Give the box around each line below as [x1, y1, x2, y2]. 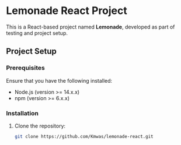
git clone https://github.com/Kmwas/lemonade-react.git [14, 133, 154, 139]
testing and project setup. [6, 29, 68, 36]
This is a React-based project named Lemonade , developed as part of [6, 23, 175, 30]
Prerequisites [6, 64, 45, 72]
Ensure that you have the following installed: [6, 77, 113, 84]
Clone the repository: [14, 122, 66, 129]
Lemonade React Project [6, 4, 127, 17]
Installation [6, 109, 39, 117]
